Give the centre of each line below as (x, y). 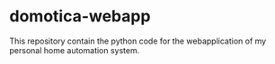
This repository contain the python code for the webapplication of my (138, 41)
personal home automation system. (75, 50)
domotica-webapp (80, 16)
